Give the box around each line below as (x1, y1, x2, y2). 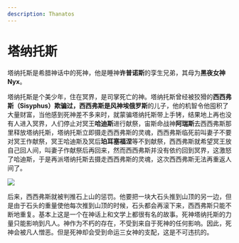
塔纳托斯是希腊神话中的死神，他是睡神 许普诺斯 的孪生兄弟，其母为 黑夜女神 (7, 68, 225, 77)
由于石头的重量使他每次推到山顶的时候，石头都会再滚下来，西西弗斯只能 (13, 201, 225, 210)
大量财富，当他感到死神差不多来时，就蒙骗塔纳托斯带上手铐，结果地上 (7, 110, 213, 118)
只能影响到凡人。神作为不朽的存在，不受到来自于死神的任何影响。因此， (13, 219, 225, 227)
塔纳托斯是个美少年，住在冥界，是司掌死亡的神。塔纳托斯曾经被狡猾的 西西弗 (7, 92, 232, 100)
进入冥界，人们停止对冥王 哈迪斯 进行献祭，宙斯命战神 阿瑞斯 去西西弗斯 (19, 119, 225, 128)
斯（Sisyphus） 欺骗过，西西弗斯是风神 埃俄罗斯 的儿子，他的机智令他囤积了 (7, 101, 229, 110)
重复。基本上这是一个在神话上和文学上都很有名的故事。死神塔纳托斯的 (19, 210, 225, 218)
